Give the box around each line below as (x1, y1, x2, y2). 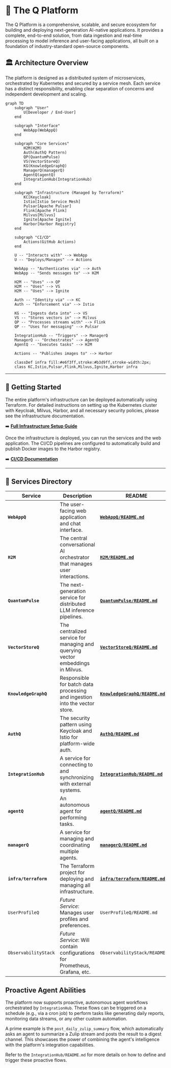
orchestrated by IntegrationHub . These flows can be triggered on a (5, 1005, 147, 1011)
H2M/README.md (100, 555, 134, 560)
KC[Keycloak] (23, 194, 51, 200)
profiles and (60, 915, 89, 923)
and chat (60, 520, 81, 527)
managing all (60, 882, 91, 889)
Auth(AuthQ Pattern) (23, 150, 67, 155)
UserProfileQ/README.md (100, 910, 158, 915)
